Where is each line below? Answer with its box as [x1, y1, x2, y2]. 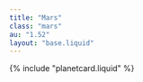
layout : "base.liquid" [9, 38, 94, 48]
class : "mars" [9, 22, 63, 31]
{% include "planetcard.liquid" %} [9, 63, 135, 74]
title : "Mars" [9, 13, 63, 23]
